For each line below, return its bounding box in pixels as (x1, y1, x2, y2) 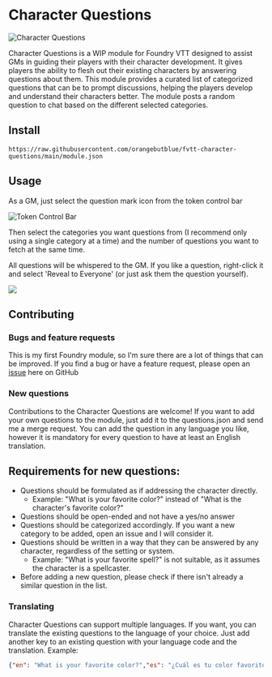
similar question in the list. (19, 580, 108, 590)
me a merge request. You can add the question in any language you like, (8, 424, 249, 433)
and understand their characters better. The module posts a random (8, 91, 236, 101)
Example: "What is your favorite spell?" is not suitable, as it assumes (32, 554, 261, 565)
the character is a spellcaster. (32, 563, 131, 573)
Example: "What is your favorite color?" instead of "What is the (32, 494, 242, 504)
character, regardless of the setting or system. (19, 546, 176, 556)
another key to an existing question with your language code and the (8, 636, 237, 646)
